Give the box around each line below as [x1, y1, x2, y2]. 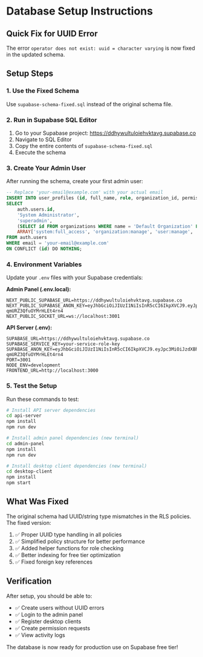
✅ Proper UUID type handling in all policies [14, 531, 122, 538]
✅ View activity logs [14, 631, 65, 638]
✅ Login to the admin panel [14, 611, 83, 618]
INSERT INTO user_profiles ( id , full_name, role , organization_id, [6, 195, 180, 201]
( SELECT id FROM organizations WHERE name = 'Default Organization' [17, 223, 193, 229]
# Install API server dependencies [6, 407, 96, 413]
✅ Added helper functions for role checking [14, 544, 124, 551]
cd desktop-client [6, 468, 53, 474]
